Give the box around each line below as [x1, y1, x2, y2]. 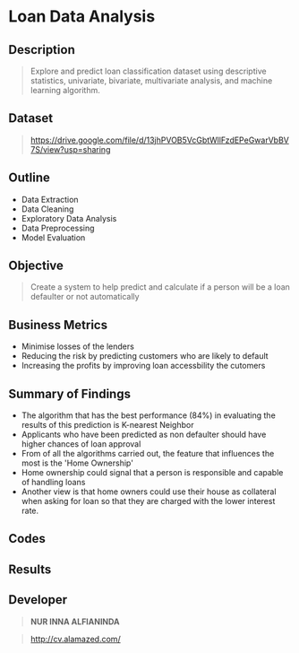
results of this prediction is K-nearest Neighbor [21, 420, 194, 431]
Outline [8, 170, 50, 186]
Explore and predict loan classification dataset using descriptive [30, 65, 267, 76]
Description [8, 42, 75, 57]
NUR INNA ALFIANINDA [30, 616, 120, 627]
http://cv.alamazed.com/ [30, 633, 122, 644]
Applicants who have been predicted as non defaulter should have [21, 429, 267, 440]
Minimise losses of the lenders [21, 341, 135, 352]
